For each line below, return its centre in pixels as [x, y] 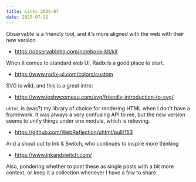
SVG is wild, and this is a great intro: [50, 85]
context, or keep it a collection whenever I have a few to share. [82, 172]
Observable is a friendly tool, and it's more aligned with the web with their [95, 33]
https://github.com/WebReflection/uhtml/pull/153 [74, 132]
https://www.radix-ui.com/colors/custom [64, 74]
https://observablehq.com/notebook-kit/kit [66, 51]
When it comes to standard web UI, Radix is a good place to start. [85, 63]
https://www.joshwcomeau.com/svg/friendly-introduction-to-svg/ [94, 97]
